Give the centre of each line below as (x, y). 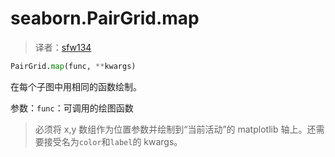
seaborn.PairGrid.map (105, 18)
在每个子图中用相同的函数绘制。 (76, 86)
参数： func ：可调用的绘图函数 (72, 108)
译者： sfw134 (63, 47)
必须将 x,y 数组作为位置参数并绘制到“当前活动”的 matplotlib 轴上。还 (175, 129)
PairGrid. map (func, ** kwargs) (73, 66)
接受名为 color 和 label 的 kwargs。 (113, 141)
